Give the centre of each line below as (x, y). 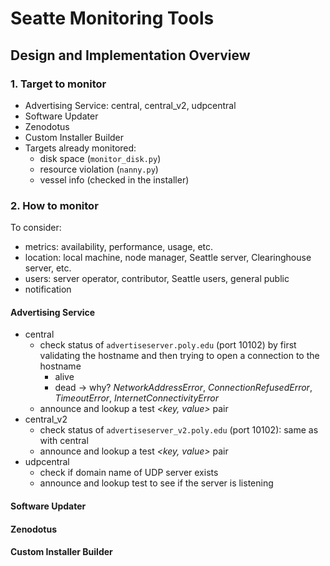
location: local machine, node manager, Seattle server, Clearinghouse (168, 258)
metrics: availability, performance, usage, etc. (119, 247)
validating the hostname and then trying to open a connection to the (179, 356)
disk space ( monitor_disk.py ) (100, 158)
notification (48, 289)
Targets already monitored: (80, 148)
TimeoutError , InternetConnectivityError (137, 398)
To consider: (36, 228)
